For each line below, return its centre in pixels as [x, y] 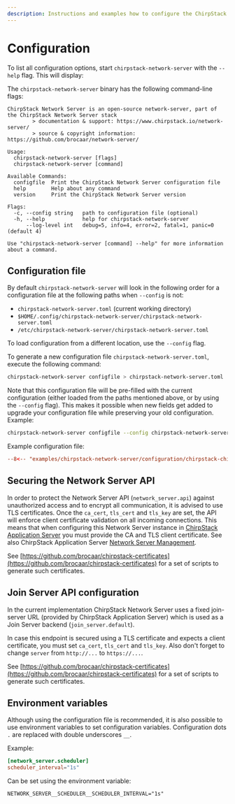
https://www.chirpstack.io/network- [170, 121]
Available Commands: [37, 176]
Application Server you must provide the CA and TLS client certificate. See [115, 535]
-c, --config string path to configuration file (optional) [106, 213]
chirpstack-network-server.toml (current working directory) [104, 309]
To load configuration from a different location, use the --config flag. [107, 343]
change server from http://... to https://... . [75, 653]
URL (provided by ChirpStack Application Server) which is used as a [126, 617]
